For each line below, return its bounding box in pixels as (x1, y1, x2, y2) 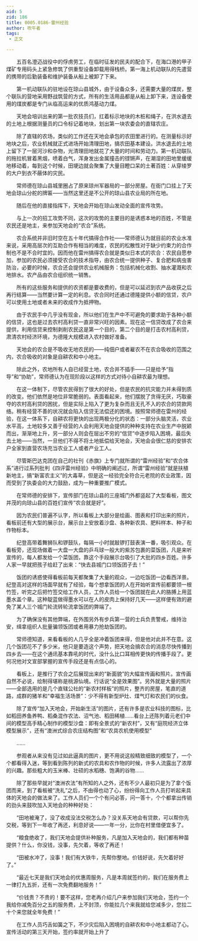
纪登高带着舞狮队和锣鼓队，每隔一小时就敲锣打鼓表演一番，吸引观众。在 (16, 539, 192, 546)
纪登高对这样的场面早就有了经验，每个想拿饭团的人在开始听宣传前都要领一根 (6, 581, 192, 588)
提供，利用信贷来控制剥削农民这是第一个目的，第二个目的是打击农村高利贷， (6, 326, 192, 333)
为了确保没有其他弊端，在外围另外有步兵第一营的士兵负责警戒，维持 (16, 616, 181, 622)
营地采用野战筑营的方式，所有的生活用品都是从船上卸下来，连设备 (26, 93, 187, 100)
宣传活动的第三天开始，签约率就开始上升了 (6, 929, 110, 935)
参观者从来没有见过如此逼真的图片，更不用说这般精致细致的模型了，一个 (16, 752, 192, 759)
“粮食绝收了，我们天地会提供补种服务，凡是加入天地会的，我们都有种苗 (16, 834, 190, 841)
